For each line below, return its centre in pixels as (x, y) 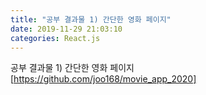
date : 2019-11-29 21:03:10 (66, 29)
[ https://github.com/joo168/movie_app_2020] (103, 79)
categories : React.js (55, 38)
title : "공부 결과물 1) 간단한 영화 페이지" (91, 19)
